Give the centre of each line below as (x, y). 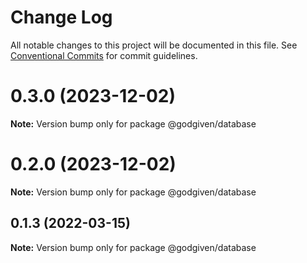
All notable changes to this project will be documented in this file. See (154, 45)
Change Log (61, 17)
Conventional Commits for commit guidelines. (104, 55)
